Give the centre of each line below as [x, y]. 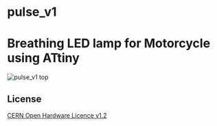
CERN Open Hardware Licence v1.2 [57, 115]
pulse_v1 [32, 12]
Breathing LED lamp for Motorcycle [109, 44]
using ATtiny [44, 58]
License [24, 99]
